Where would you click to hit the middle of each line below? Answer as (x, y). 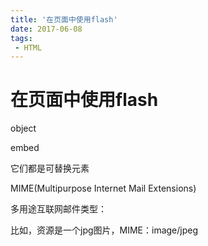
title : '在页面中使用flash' (64, 19)
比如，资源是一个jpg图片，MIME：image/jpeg (104, 230)
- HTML (28, 47)
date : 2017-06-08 (46, 29)
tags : (21, 38)
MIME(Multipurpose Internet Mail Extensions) (103, 188)
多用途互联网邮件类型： (58, 209)
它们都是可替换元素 (50, 168)
